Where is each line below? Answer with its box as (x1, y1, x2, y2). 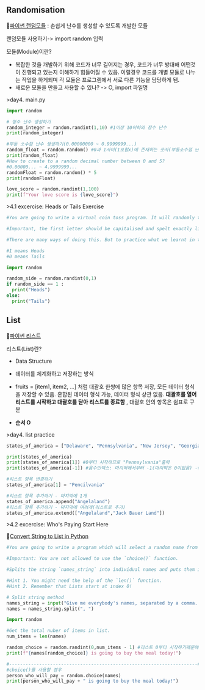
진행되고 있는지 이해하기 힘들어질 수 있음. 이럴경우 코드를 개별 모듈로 (21, 68, 185, 76)
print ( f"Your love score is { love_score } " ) (6, 192, 119, 198)
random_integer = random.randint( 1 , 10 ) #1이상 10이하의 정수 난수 (6, 125, 167, 131)
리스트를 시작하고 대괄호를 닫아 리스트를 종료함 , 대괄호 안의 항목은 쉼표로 (15, 398, 189, 405)
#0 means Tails (6, 253, 45, 260)
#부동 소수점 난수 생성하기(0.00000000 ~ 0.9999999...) (6, 141, 137, 147)
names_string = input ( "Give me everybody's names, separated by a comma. (6, 600, 198, 606)
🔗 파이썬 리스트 (6, 332, 41, 340)
